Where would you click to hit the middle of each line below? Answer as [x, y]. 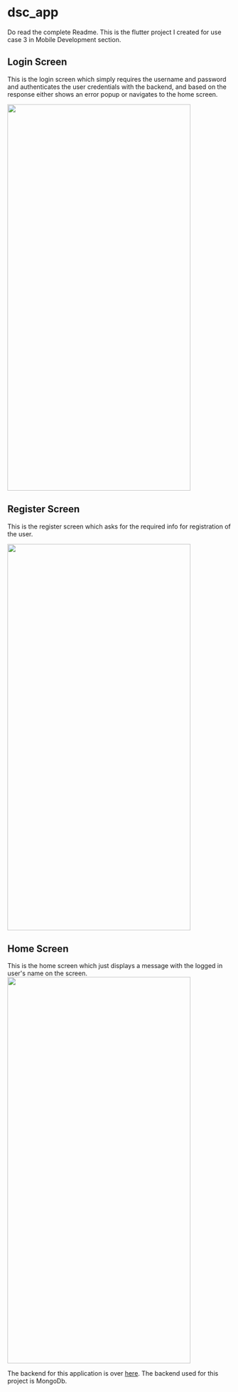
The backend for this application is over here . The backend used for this [113, 1374]
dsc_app [33, 12]
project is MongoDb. [37, 1381]
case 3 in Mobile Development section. [64, 39]
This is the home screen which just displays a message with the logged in [115, 966]
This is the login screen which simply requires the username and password [117, 79]
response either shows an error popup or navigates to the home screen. [113, 94]
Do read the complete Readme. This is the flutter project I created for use [114, 32]
